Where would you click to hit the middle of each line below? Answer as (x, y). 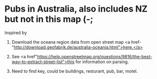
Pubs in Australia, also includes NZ (76, 9)
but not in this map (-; (49, 19)
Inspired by (16, 32)
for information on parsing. (102, 62)
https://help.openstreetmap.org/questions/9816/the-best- (94, 56)
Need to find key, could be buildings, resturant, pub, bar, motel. (75, 71)
